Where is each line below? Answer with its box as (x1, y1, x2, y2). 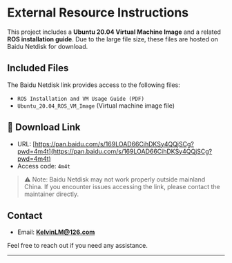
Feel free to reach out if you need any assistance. (7, 242, 148, 250)
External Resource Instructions (7, 5, 188, 21)
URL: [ (17, 139, 36, 148)
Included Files (7, 62, 69, 74)
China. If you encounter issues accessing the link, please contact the (23, 182, 220, 191)
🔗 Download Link (7, 121, 81, 133)
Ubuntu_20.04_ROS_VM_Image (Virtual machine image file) (17, 101, 175, 110)
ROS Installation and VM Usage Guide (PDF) (17, 95, 145, 102)
